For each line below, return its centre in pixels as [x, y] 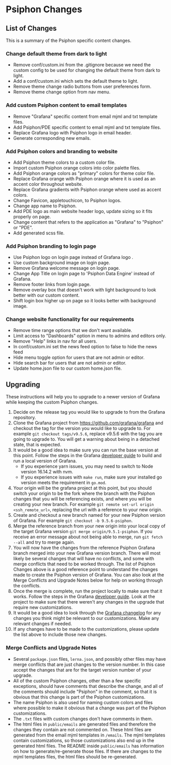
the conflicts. [27, 586]
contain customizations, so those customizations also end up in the [83, 740]
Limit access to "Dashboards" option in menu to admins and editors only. [90, 336]
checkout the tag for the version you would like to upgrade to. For [82, 428]
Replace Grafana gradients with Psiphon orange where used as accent [87, 189]
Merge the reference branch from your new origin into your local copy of [89, 526]
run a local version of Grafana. [45, 461]
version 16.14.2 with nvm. [47, 472]
